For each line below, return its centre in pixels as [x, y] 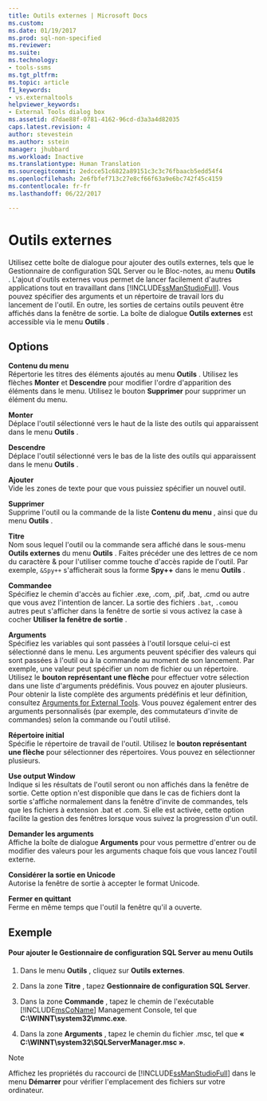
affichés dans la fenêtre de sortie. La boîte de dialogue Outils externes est [131, 313]
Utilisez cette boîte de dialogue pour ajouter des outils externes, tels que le [131, 262]
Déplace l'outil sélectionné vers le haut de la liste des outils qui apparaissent [133, 424]
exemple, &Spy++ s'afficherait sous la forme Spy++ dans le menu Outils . [127, 570]
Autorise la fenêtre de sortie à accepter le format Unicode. [104, 883]
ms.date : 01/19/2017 [43, 30]
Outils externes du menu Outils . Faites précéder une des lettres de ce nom [133, 553]
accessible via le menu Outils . [59, 322]
